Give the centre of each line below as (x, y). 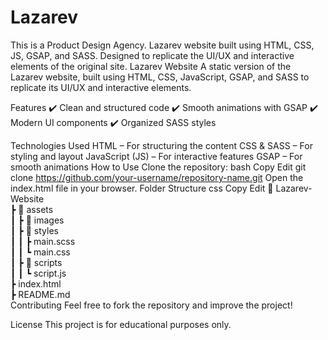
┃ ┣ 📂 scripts (36, 262)
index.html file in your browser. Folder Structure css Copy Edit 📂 (142, 188)
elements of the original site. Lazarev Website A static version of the (151, 66)
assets (40, 209)
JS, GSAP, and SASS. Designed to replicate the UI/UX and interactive (152, 55)
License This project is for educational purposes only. (121, 324)
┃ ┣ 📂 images (37, 220)
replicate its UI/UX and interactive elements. (101, 87)
